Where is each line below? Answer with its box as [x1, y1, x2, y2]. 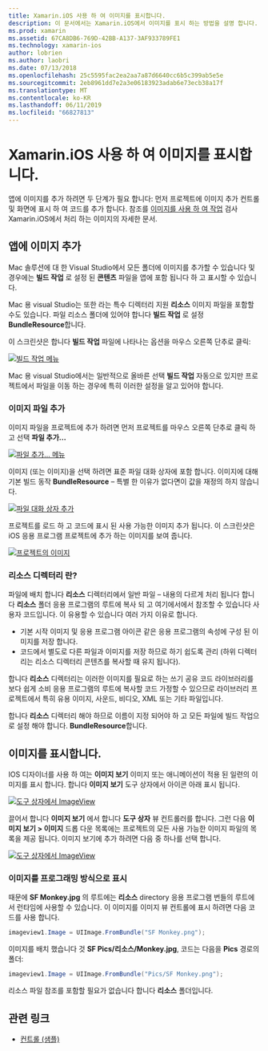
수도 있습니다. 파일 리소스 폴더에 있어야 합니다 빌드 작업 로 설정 [8, 310, 204, 319]
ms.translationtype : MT [8, 86, 88, 95]
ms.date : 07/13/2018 [8, 64, 78, 72]
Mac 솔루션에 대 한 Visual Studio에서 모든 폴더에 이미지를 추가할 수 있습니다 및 [8, 262, 255, 272]
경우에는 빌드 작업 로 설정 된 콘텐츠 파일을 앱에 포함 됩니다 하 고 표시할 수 [8, 272, 236, 282]
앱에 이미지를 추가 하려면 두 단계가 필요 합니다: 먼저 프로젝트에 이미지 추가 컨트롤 [8, 193, 260, 203]
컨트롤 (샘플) [19, 1034, 60, 1044]
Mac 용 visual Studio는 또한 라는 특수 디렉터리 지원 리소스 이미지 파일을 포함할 [8, 299, 254, 309]
